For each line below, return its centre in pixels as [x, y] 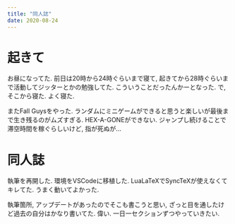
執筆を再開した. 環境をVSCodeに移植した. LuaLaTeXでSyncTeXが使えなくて [117, 181]
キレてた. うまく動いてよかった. [53, 190]
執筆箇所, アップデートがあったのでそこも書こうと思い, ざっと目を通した [113, 205]
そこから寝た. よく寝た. [41, 96]
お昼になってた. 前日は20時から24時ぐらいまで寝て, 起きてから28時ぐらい [115, 78]
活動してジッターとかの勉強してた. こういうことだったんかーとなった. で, [119, 87]
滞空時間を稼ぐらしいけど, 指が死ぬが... [65, 129]
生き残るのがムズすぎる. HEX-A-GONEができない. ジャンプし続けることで [120, 120]
